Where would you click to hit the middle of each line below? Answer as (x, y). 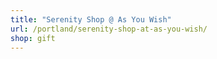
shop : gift (33, 38)
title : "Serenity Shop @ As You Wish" (91, 19)
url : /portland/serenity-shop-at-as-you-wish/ (109, 29)
